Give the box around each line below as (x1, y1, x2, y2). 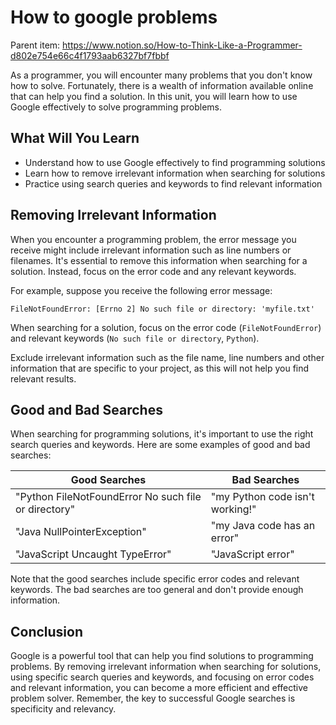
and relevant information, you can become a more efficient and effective (10, 682, 308, 694)
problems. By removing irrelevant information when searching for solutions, (10, 661, 322, 673)
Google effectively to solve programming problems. (10, 101, 222, 113)
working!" (210, 502, 257, 516)
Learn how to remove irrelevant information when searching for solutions (24, 167, 326, 179)
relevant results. (10, 372, 77, 385)
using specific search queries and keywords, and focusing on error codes (10, 671, 315, 683)
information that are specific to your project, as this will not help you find (10, 362, 310, 374)
